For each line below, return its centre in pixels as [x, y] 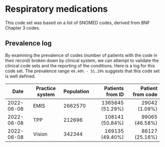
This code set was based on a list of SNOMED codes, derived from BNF [78, 23]
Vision [40, 134]
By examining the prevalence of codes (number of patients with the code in [81, 55]
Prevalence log [28, 44]
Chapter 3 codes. [23, 28]
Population [76, 91]
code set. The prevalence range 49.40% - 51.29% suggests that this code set [82, 71]
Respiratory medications [56, 9]
